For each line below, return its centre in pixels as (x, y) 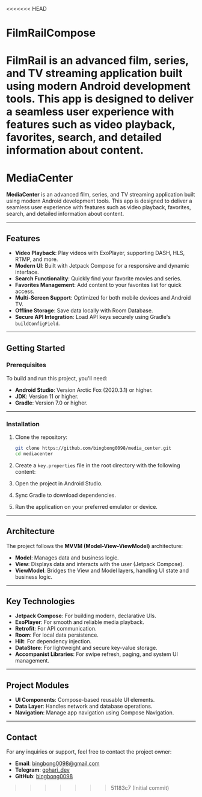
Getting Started (36, 348)
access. (25, 291)
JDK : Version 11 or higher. (47, 396)
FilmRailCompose (51, 33)
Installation (23, 424)
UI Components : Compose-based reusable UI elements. (85, 700)
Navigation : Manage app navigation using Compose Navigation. (94, 713)
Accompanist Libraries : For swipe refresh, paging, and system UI (96, 654)
